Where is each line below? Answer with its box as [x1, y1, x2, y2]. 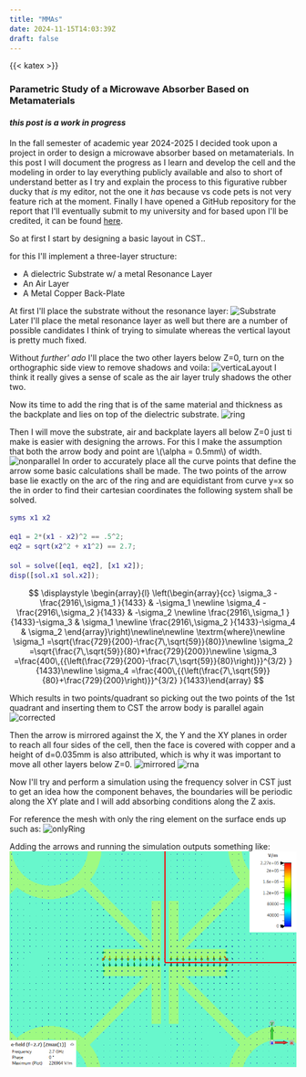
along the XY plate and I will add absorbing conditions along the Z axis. [9, 796, 276, 807]
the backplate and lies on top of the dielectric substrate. [9, 408, 219, 419]
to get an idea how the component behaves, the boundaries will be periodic [9, 786, 293, 797]
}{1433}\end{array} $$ [178, 674, 264, 685]
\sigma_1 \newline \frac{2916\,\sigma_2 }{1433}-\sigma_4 [81, 617, 296, 628]
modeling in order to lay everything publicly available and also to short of [9, 166, 283, 177]
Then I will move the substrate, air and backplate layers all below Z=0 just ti [9, 426, 292, 438]
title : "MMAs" [9, 15, 64, 24]
